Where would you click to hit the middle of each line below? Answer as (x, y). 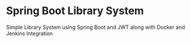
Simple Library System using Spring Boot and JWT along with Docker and (95, 27)
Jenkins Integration (29, 33)
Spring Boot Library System (75, 11)
